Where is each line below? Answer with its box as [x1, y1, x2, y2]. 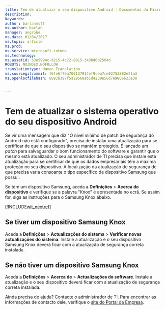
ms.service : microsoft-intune [5, 48, 67, 53]
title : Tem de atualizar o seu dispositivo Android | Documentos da [5, 7, 148, 12]
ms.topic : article [5, 39, 43, 44]
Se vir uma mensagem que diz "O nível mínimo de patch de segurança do [5, 132, 154, 138]
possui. [5, 174, 20, 180]
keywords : [5, 16, 26, 21]
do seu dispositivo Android [5, 116, 117, 127]
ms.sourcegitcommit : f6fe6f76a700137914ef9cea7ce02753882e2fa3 [5, 71, 137, 76]
